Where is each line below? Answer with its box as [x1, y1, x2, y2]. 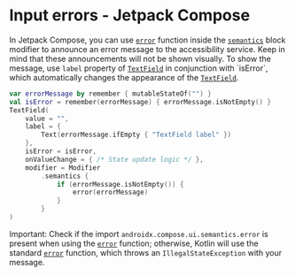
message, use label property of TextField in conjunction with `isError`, [9, 63, 268, 73]
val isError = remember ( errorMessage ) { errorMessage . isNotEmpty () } [9, 97, 272, 106]
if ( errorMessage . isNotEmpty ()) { [56, 180, 184, 188]
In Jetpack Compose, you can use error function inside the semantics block [9, 34, 286, 45]
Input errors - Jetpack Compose [9, 5, 251, 26]
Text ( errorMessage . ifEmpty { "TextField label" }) [41, 130, 232, 140]
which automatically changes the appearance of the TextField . [9, 72, 239, 82]
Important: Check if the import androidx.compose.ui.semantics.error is [9, 228, 268, 239]
